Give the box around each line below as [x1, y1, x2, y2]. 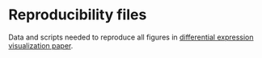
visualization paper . [8, 40, 74, 50]
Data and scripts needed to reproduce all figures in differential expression [8, 32, 254, 42]
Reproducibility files [8, 6, 147, 24]
